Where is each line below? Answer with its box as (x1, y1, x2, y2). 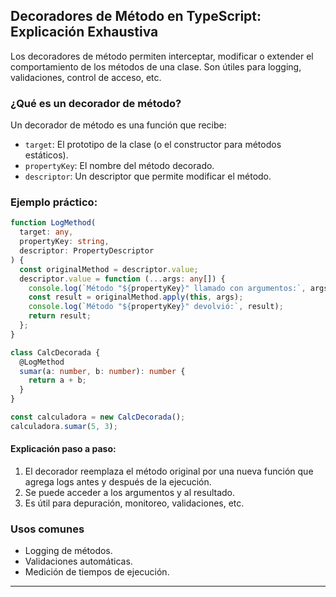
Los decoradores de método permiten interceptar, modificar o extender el (10, 50, 314, 62)
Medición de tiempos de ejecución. (24, 566, 170, 578)
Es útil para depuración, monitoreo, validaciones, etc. (24, 497, 245, 509)
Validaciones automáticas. (24, 555, 133, 568)
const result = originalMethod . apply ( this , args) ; (28, 292, 244, 303)
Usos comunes (10, 522, 85, 536)
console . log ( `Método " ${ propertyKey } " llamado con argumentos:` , (28, 283, 307, 293)
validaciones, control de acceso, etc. (10, 71, 162, 83)
